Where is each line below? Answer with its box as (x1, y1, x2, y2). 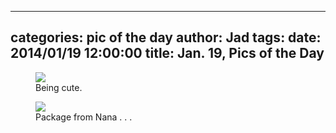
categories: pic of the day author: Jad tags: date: (10, 29, 322, 46)
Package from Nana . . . (35, 111, 133, 123)
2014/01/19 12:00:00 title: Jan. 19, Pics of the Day (10, 45, 325, 62)
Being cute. (35, 81, 83, 93)
